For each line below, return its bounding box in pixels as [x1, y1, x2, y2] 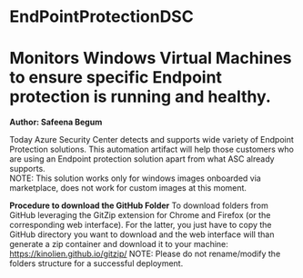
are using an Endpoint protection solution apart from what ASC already [9, 154, 275, 164]
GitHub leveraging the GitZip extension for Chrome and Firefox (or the [9, 210, 271, 221]
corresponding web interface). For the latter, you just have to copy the [9, 220, 272, 231]
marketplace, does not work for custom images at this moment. [9, 183, 247, 194]
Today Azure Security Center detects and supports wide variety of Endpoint [9, 134, 294, 145]
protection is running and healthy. [9, 86, 271, 107]
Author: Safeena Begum [9, 116, 103, 128]
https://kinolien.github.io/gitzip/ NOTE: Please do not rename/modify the [9, 248, 281, 260]
